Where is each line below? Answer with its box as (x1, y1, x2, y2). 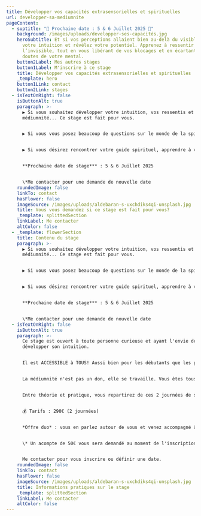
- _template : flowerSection (11, 229, 82, 235)
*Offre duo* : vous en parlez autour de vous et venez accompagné (22, 424, 191, 430)
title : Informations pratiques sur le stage (17, 484, 130, 490)
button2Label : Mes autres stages (17, 59, 100, 65)
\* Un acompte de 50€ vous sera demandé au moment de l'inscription (22, 440, 197, 446)
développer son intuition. (22, 344, 90, 350)
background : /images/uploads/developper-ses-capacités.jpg (17, 31, 167, 37)
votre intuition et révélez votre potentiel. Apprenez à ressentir (22, 43, 194, 49)
